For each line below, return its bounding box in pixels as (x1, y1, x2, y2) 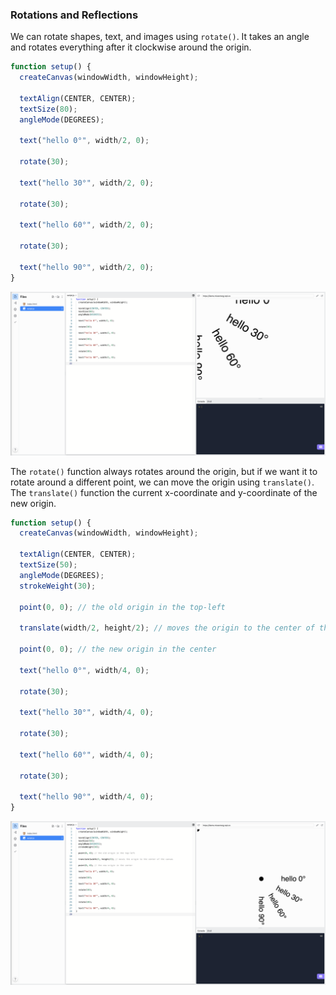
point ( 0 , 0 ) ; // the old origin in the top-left (19, 602, 226, 612)
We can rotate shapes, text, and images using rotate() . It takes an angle (10, 31, 310, 43)
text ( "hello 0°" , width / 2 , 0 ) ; (19, 136, 150, 146)
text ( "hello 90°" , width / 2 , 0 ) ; (19, 262, 155, 272)
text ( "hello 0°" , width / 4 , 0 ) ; (19, 665, 150, 675)
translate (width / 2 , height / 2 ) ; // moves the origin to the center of (19, 623, 315, 633)
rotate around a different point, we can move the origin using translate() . (10, 476, 315, 488)
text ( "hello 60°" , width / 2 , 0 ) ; (19, 220, 155, 230)
